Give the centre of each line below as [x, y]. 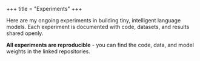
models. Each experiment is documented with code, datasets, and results [98, 27]
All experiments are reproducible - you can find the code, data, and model [100, 45]
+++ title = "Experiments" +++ [44, 9]
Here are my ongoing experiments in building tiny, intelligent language [94, 20]
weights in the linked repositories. [48, 51]
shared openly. [25, 33]
